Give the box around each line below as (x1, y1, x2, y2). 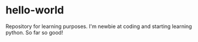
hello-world (5, 3, 65, 17)
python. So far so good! (5, 29, 63, 36)
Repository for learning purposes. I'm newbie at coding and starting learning (5, 23, 192, 30)
